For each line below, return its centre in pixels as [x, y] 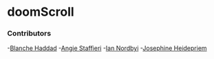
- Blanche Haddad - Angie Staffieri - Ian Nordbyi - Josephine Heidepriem [107, 48]
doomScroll [41, 12]
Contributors [29, 34]
